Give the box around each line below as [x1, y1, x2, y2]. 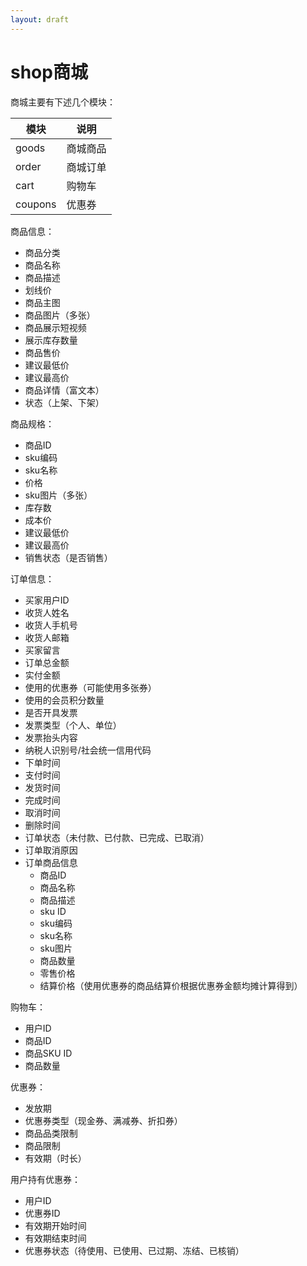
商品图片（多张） [24, 309, 96, 321]
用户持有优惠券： [10, 1173, 81, 1185]
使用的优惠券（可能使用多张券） [24, 681, 157, 693]
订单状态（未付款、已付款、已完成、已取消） [24, 831, 210, 843]
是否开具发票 [24, 706, 78, 718]
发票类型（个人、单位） [24, 719, 122, 731]
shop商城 [10, 61, 88, 83]
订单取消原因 [24, 844, 78, 856]
